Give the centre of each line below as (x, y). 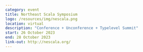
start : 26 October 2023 (30, 33)
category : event (22, 10)
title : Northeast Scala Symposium (42, 14)
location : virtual (24, 24)
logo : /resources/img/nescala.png (42, 19)
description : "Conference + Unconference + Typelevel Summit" (72, 28)
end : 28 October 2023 (28, 38)
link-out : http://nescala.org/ (38, 42)
